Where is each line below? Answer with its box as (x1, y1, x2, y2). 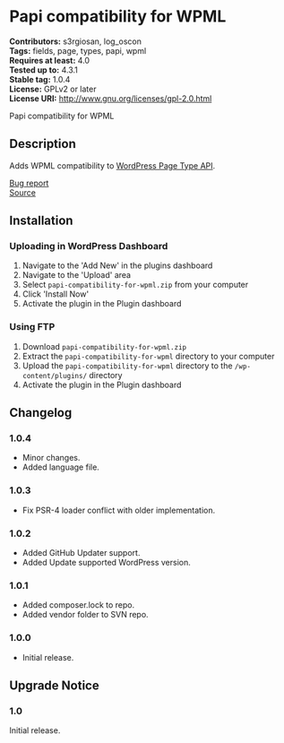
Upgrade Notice (9, 678, 100, 693)
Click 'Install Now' (22, 289, 90, 299)
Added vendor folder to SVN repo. (22, 609, 150, 620)
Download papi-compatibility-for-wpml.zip (22, 341, 186, 351)
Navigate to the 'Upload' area (22, 270, 132, 281)
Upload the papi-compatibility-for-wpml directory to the (22, 360, 233, 371)
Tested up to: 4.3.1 (9, 65, 79, 75)
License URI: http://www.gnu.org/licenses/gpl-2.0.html (9, 92, 212, 104)
